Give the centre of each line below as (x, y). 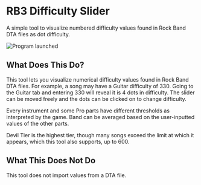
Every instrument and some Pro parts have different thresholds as (88, 111)
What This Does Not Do (51, 161)
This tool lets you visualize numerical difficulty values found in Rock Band (97, 79)
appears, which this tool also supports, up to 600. (68, 141)
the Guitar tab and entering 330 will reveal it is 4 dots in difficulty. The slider (101, 92)
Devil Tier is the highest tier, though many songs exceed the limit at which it (100, 135)
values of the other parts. (38, 123)
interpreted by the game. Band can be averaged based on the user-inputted (101, 117)
